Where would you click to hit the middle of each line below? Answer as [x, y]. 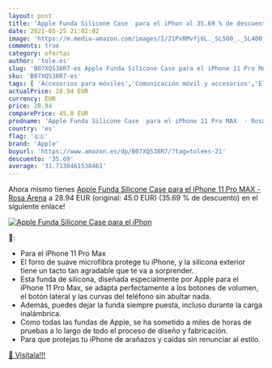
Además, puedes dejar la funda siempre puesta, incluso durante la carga [141, 305]
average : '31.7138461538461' [57, 167]
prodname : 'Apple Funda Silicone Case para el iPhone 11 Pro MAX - [128, 121]
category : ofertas [39, 53]
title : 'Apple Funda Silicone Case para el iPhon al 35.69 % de [121, 23]
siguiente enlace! [37, 206]
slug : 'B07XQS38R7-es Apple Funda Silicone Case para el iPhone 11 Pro [132, 69]
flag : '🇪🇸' [28, 136]
